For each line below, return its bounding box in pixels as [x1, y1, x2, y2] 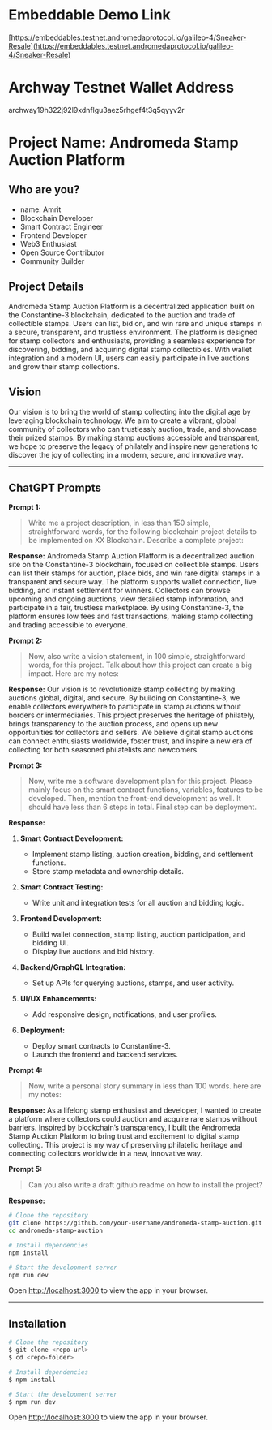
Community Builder [19, 256, 85, 265]
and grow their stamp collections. [8, 361, 120, 371]
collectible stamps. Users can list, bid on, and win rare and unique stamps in [8, 318, 263, 328]
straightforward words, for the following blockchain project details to [28, 527, 257, 536]
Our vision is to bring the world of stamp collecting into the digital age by [8, 407, 251, 416]
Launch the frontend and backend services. [32, 1049, 178, 1060]
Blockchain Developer [19, 213, 94, 222]
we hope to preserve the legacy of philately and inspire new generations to [8, 441, 258, 451]
